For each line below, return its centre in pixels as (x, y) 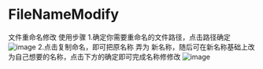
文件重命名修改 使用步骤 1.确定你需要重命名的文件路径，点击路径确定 (119, 37)
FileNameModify (64, 15)
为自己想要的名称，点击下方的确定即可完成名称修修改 (94, 56)
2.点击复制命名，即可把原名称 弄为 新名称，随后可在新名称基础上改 (146, 47)
